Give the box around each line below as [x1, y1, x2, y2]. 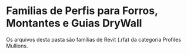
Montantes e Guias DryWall [6, 16, 142, 30]
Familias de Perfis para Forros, [6, 4, 158, 18]
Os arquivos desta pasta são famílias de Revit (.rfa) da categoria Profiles [6, 36, 181, 43]
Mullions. [6, 42, 28, 49]
